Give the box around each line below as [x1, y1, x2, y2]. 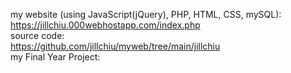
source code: [10, 30, 65, 41]
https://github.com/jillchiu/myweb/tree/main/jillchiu [10, 40, 221, 52]
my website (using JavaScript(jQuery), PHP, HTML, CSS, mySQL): [10, 9, 282, 20]
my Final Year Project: [10, 51, 101, 63]
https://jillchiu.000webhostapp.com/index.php [10, 19, 201, 31]
